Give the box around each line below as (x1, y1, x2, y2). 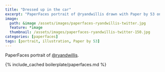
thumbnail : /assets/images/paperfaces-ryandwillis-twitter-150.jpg (9, 30, 151, 35)
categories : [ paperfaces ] (5, 35, 58, 39)
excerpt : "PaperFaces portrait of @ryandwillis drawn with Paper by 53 (5, 12, 155, 17)
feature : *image (9, 25, 43, 30)
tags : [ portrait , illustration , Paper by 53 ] (5, 39, 100, 44)
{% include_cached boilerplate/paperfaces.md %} (5, 61, 107, 67)
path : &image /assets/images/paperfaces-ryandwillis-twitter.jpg (9, 20, 146, 26)
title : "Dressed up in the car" (5, 7, 71, 12)
